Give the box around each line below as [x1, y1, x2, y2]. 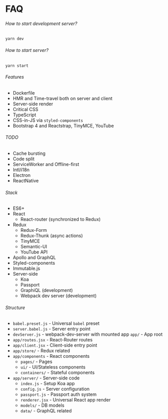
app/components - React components [12, 353, 90, 359]
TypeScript [12, 112, 36, 118]
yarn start [5, 63, 29, 68]
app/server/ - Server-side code [12, 375, 80, 381]
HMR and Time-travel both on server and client [12, 95, 113, 101]
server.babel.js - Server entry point [12, 326, 91, 332]
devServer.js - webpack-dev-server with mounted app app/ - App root [12, 331, 163, 337]
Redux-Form [20, 227, 47, 233]
